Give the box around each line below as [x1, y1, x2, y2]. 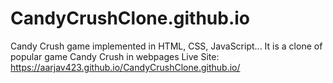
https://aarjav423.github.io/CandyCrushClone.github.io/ [10, 61, 241, 73]
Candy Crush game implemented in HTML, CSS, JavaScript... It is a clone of [10, 40, 323, 52]
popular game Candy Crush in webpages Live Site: [10, 50, 220, 62]
